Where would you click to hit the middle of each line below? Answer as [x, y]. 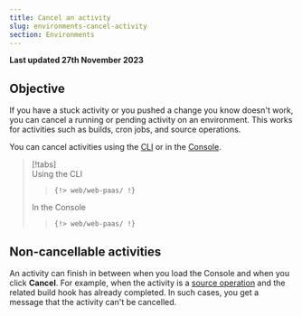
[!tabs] [44, 164]
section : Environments [52, 34]
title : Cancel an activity [60, 18]
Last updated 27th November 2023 [77, 60]
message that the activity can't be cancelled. [93, 302]
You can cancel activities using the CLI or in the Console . [115, 147]
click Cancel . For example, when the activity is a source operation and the [148, 283]
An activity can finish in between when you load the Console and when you [150, 273]
